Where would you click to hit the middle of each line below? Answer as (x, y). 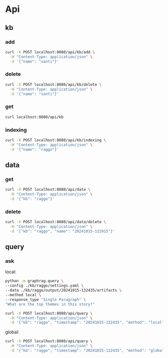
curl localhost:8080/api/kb (34, 117)
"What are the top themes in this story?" (50, 304)
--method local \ (23, 295)
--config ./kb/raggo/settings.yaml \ (44, 286)
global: (12, 332)
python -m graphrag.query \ (34, 281)
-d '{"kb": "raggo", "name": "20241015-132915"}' (62, 231)
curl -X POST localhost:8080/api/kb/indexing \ (56, 140)
